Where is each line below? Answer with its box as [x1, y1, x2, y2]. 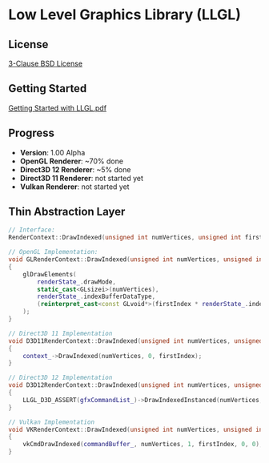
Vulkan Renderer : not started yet [19, 182, 130, 191]
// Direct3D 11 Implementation [8, 329, 113, 337]
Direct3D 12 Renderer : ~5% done [19, 164, 131, 174]
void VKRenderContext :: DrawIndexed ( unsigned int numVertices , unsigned [8, 425, 252, 433]
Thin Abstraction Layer [8, 205, 126, 219]
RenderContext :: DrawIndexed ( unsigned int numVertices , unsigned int [8, 234, 242, 242]
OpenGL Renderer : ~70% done [19, 156, 124, 166]
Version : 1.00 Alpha [19, 147, 86, 157]
